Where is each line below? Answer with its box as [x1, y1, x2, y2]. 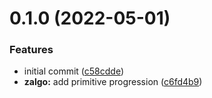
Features [9, 43, 54, 57]
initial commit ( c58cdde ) [23, 65, 125, 77]
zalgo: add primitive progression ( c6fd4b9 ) [23, 76, 203, 88]
